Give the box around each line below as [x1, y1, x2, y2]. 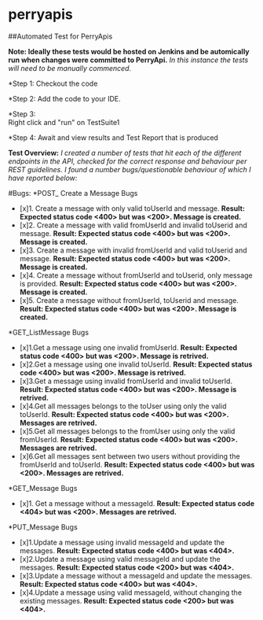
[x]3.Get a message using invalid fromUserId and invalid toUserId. [19, 376, 233, 386]
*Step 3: [8, 109, 36, 119]
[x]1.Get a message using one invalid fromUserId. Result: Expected [19, 342, 238, 352]
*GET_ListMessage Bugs [8, 327, 89, 337]
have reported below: [8, 173, 78, 183]
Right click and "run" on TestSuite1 [8, 117, 120, 127]
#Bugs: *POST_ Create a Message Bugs [8, 188, 138, 197]
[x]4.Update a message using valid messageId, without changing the [19, 588, 242, 597]
